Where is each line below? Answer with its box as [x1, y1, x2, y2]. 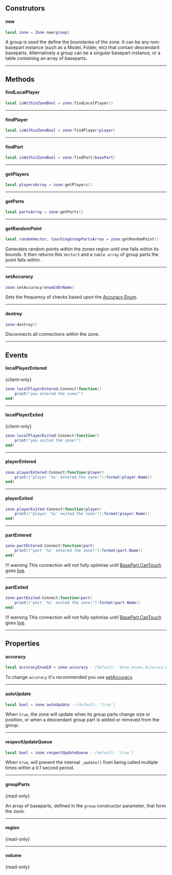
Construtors [5, 4, 45, 13]
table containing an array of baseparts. [5, 55, 88, 61]
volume [5, 852, 22, 859]
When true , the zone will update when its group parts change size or [5, 711, 150, 717]
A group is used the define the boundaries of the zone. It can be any [5, 39, 149, 45]
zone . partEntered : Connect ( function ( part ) [5, 543, 95, 548]
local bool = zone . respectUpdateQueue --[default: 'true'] [5, 750, 134, 755]
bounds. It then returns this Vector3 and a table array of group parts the [5, 251, 159, 258]
